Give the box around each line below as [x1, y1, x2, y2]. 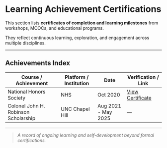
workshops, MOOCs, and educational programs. [5, 25, 104, 31]
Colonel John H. [7, 102, 45, 109]
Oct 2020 [97, 91, 120, 98]
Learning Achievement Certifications [5, 3, 162, 15]
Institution [64, 80, 89, 87]
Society [7, 94, 26, 101]
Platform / [64, 73, 89, 80]
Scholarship [7, 115, 36, 122]
